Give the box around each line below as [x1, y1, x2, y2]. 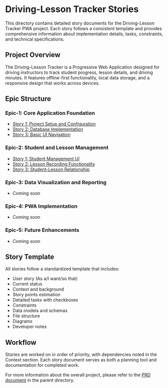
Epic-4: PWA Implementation [5, 202, 78, 209]
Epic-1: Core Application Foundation [5, 109, 95, 116]
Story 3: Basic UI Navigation [12, 132, 71, 138]
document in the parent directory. [5, 377, 75, 383]
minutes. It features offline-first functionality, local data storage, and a [5, 74, 150, 81]
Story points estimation [12, 292, 61, 298]
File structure [12, 313, 40, 319]
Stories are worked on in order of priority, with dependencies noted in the [5, 351, 157, 357]
